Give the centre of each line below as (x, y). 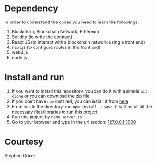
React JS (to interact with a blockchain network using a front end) (78, 42)
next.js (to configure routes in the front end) (56, 47)
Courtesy (24, 142)
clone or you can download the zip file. (51, 96)
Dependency (31, 9)
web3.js (20, 52)
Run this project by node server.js (47, 117)
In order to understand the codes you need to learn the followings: (72, 22)
